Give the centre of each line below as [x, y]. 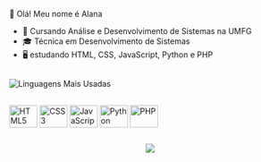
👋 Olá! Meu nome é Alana [56, 14]
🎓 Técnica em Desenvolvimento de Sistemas [106, 41]
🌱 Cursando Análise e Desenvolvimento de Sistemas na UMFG [137, 31]
